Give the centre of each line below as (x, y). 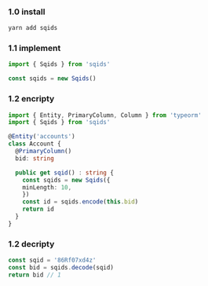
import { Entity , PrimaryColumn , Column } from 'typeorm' (105, 115)
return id (38, 209)
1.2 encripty (31, 99)
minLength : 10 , (47, 187)
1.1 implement (35, 48)
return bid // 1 (35, 275)
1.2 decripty (31, 244)
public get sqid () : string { (64, 172)
